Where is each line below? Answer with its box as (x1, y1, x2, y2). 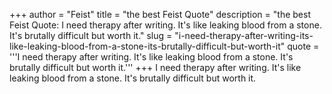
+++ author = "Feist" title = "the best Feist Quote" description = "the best (9, 9, 311, 20)
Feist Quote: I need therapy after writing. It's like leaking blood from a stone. (9, 19, 322, 31)
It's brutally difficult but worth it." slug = (9, 30, 173, 41)
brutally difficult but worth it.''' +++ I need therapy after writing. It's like (9, 62, 302, 73)
